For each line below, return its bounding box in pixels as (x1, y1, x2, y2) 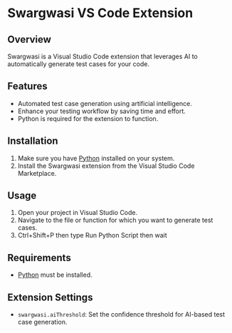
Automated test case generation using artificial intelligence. (17, 99, 192, 107)
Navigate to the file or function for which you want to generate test (17, 216, 213, 225)
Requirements (7, 251, 71, 264)
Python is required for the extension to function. (17, 114, 159, 122)
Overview (7, 33, 52, 46)
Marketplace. (17, 169, 57, 177)
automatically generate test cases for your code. (7, 60, 149, 68)
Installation (7, 135, 58, 147)
